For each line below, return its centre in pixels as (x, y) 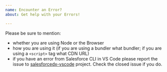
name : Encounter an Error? (34, 10)
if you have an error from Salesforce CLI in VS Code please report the (85, 58)
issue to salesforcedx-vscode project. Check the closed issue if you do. (87, 64)
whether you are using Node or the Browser (58, 42)
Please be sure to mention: (33, 33)
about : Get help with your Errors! (43, 14)
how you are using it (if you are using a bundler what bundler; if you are (87, 48)
